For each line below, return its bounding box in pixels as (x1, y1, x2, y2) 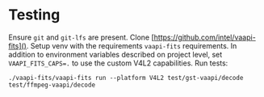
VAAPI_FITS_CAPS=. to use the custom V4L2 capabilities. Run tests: (8, 58, 228, 68)
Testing (8, 6, 61, 24)
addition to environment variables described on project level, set (8, 49, 223, 59)
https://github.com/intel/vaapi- (153, 32, 256, 42)
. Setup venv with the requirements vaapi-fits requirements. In (26, 40, 237, 50)
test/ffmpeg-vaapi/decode (8, 81, 95, 89)
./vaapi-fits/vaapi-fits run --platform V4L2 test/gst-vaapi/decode (8, 74, 244, 82)
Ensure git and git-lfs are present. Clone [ (8, 32, 155, 42)
